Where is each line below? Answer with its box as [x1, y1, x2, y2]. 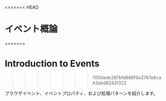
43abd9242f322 [92, 80, 127, 86]
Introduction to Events [5, 58, 100, 69]
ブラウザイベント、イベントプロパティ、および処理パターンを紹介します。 [5, 90, 158, 96]
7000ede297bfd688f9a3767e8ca [92, 74, 161, 80]
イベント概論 [5, 24, 58, 35]
